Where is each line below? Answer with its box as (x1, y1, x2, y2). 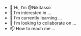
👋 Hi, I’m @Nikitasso (9, 5, 51, 10)
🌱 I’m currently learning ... (9, 15, 62, 20)
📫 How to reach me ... (9, 26, 55, 31)
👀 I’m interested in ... (9, 10, 52, 16)
